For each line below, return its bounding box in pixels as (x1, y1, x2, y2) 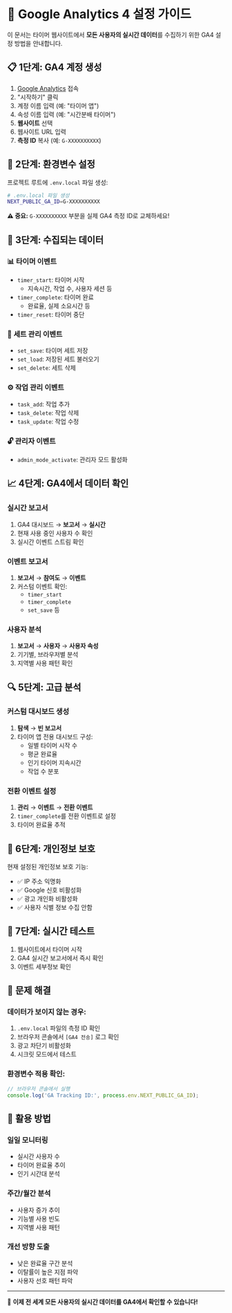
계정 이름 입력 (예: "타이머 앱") (17, 101, 99, 109)
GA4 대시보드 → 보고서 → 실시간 (17, 520, 106, 529)
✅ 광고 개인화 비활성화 (17, 895, 78, 903)
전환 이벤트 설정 (7, 786, 57, 795)
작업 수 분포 (27, 767, 59, 775)
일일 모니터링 (7, 1135, 48, 1145)
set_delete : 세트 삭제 (17, 364, 76, 372)
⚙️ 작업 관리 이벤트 (7, 382, 64, 392)
